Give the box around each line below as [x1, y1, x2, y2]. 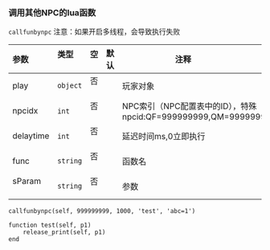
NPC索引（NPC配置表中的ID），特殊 [121, 100, 257, 112]
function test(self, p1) [8, 221, 92, 230]
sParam [12, 175, 42, 186]
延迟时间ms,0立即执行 [121, 131, 206, 142]
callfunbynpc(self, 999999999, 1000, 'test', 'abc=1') [8, 207, 196, 215]
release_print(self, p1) [22, 228, 106, 236]
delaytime [12, 130, 50, 141]
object [57, 81, 83, 90]
